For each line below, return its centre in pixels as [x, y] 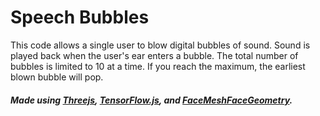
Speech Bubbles [80, 17]
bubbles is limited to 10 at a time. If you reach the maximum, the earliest [158, 66]
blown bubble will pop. [57, 77]
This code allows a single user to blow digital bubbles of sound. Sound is [160, 45]
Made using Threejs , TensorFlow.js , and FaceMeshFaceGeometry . [151, 100]
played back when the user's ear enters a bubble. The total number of [154, 55]
